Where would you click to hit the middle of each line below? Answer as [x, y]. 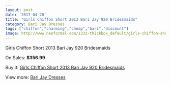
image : [12, 33]
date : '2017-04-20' [26, 15]
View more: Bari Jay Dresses [36, 77]
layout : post [19, 10]
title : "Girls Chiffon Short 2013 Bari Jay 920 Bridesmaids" [72, 19]
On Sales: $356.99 [25, 58]
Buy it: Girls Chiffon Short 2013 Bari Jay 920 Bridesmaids [65, 67]
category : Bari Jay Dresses [35, 24]
